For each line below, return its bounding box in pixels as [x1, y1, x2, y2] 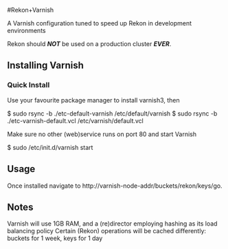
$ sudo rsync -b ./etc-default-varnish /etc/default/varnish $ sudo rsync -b [7, 109, 218, 118]
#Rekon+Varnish [7, 6, 54, 14]
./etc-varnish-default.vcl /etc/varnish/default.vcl [7, 116, 144, 124]
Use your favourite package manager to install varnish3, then [7, 96, 180, 104]
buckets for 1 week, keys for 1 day [7, 234, 103, 243]
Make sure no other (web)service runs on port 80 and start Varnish [7, 130, 197, 138]
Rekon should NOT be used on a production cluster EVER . [7, 40, 172, 47]
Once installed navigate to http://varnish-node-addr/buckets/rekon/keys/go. [7, 182, 223, 190]
